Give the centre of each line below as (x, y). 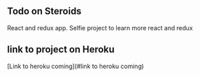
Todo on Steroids (44, 11)
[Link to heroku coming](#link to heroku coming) (76, 66)
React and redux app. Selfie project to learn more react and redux (100, 27)
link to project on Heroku (61, 50)
